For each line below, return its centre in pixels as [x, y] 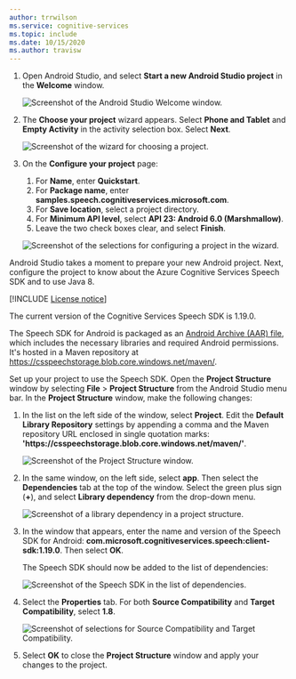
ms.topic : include [43, 34]
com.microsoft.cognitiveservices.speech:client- [178, 541]
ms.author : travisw [45, 51]
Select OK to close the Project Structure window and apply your [140, 656]
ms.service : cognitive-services [69, 26]
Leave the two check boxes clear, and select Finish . [131, 229]
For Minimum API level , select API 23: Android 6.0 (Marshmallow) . [160, 219]
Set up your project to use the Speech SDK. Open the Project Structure [140, 379]
